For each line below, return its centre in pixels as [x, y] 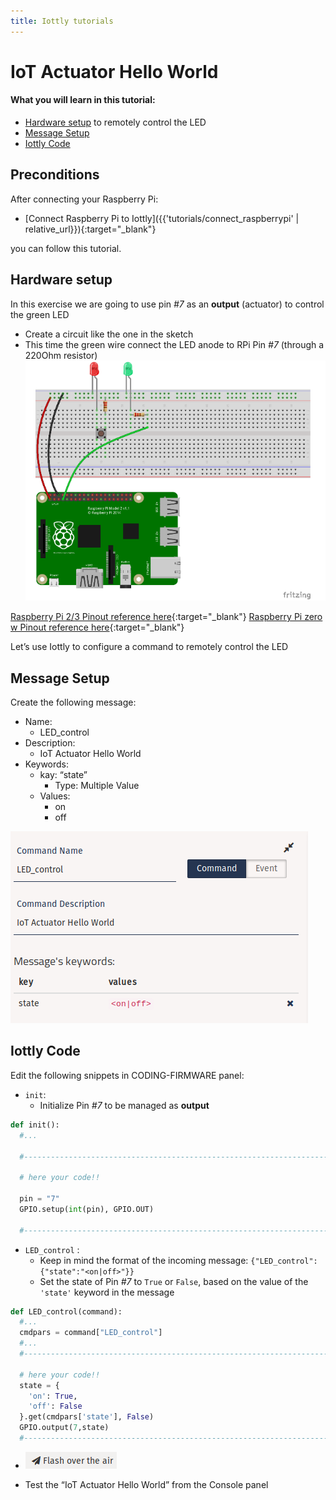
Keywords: [47, 764]
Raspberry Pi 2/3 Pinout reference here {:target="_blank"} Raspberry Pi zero [166, 617]
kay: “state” [63, 775]
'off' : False [55, 1406]
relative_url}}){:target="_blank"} [90, 229]
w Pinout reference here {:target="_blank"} [97, 627]
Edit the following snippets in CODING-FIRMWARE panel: [127, 1075]
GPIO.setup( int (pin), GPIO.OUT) [87, 1209]
